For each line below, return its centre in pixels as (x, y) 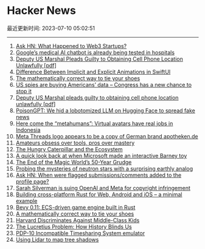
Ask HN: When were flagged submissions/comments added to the (99, 175)
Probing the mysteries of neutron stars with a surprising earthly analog (104, 168)
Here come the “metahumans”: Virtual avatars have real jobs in (94, 123)
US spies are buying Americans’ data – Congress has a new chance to (104, 84)
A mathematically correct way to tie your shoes (75, 214)
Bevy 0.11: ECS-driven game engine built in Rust (75, 207)
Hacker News (42, 11)
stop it (24, 91)
